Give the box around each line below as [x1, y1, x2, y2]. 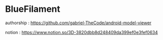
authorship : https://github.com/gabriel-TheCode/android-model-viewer [5, 20, 152, 26]
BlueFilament [5, 3, 61, 15]
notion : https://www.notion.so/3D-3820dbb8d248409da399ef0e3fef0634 [5, 29, 158, 35]
